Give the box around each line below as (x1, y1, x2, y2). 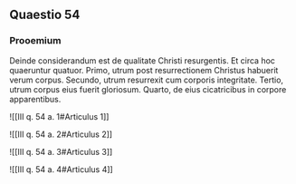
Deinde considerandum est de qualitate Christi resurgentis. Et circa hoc (9, 54, 276, 66)
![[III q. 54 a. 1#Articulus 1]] (9, 111, 110, 121)
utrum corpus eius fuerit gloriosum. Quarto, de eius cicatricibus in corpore (9, 83, 287, 94)
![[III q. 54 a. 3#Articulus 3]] (9, 146, 113, 157)
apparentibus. (9, 93, 62, 104)
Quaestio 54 (9, 7, 81, 23)
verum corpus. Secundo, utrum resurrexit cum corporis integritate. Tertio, (9, 74, 283, 85)
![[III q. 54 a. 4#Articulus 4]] (9, 163, 113, 175)
